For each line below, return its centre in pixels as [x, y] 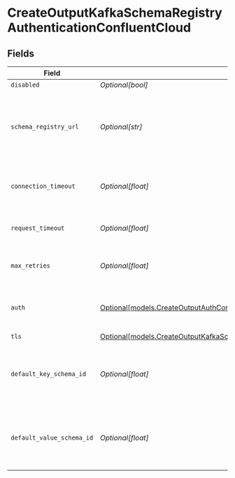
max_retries [31, 266]
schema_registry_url [45, 127]
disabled [25, 85]
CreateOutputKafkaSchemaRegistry [115, 13]
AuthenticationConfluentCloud [99, 28]
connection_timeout [43, 186]
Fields [21, 53]
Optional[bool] [124, 85]
